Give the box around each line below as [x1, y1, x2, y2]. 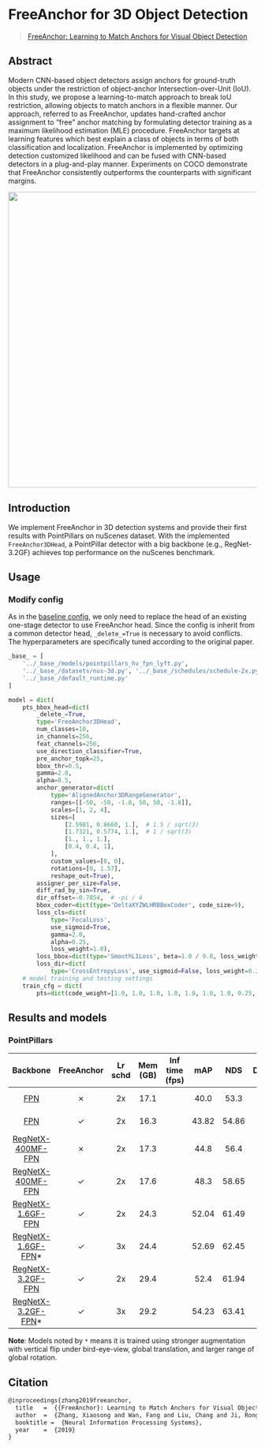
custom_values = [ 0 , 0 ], [50, 857, 125, 865]
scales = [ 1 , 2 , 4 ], [50, 806, 111, 814]
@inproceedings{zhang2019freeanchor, [8, 1397, 132, 1405]
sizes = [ [50, 813, 77, 821]
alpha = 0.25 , [50, 938, 90, 946]
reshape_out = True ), [50, 871, 114, 880]
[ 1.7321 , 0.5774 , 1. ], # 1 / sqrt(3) [64, 828, 192, 836]
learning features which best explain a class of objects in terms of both [8, 134, 239, 144]
